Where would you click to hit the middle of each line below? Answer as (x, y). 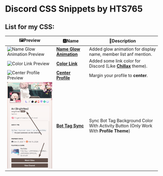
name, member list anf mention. (121, 54)
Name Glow (68, 49)
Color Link (67, 64)
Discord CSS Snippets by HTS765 (74, 9)
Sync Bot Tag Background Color (121, 121)
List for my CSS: (30, 27)
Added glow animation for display (122, 49)
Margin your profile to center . (118, 75)
